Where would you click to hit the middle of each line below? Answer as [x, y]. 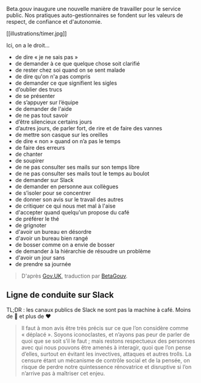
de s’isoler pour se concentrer [53, 193]
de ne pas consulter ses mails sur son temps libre [77, 167]
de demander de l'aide [43, 109]
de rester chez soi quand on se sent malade [70, 70]
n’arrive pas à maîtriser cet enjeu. [63, 373]
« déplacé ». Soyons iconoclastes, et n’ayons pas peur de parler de [105, 334]
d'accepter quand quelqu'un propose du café [72, 212]
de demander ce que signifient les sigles [66, 83]
